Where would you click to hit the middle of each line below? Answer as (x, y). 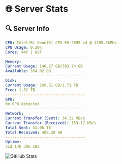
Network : (14, 114)
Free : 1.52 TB (20, 90)
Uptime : (13, 142)
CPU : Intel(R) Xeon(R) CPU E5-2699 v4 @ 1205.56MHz (61, 43)
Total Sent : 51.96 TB (28, 127)
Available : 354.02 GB (28, 71)
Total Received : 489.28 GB (34, 133)
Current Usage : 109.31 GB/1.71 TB (42, 85)
